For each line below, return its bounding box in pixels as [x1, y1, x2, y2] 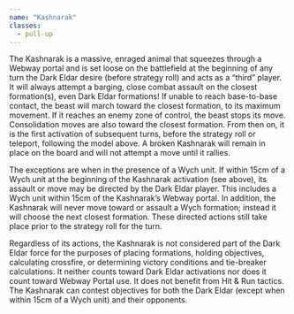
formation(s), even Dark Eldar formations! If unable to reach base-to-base [9, 91, 278, 102]
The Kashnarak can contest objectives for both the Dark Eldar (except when [9, 285, 285, 296]
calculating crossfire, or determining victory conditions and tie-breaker [9, 257, 267, 268]
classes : [9, 21, 41, 30]
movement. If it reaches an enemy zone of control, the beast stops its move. [9, 110, 286, 120]
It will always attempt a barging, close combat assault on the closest [9, 81, 258, 93]
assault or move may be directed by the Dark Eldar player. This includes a [9, 183, 276, 195]
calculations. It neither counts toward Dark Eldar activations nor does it [9, 266, 267, 277]
